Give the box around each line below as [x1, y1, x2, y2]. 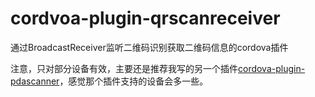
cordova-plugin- [238, 62, 306, 74]
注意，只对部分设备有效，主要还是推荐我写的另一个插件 [10, 62, 238, 74]
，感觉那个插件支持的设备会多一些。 [59, 75, 209, 87]
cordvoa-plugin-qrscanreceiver [10, 7, 281, 30]
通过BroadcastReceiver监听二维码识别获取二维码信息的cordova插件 [10, 41, 289, 53]
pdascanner [10, 75, 60, 87]
